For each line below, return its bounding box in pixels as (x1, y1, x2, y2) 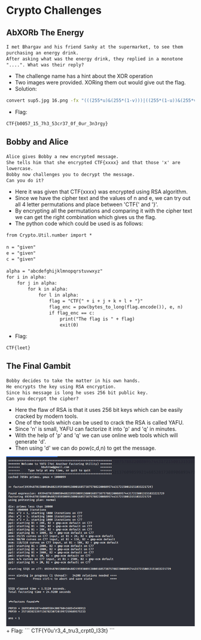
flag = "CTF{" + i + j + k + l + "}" (48, 298, 144, 304)
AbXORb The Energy (6, 28, 84, 38)
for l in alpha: (38, 292, 79, 298)
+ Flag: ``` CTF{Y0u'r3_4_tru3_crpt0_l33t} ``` (6, 627, 115, 635)
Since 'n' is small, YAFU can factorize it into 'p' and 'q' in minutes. (14, 425, 177, 432)
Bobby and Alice (6, 137, 69, 147)
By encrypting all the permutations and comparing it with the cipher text (14, 207, 193, 214)
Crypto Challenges (6, 4, 102, 17)
